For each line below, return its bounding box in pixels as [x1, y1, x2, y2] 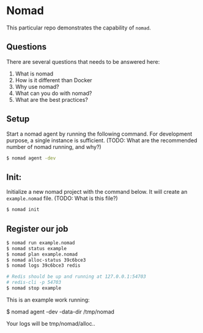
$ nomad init [6, 207, 40, 213]
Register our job [6, 223, 68, 234]
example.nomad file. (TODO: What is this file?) [6, 194, 118, 202]
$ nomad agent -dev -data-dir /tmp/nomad [6, 308, 115, 315]
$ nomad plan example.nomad [6, 251, 78, 258]
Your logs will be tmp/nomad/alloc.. [6, 320, 96, 327]
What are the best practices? [15, 96, 89, 103]
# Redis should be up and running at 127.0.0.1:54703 [6, 274, 147, 280]
